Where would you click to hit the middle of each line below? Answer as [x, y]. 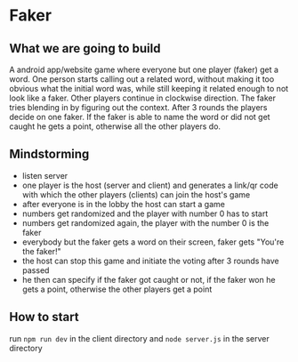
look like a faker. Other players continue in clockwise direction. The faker [142, 98]
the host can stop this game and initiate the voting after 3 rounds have [150, 261]
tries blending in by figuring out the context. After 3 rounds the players [138, 107]
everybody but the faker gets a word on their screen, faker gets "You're [153, 242]
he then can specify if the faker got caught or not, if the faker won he [149, 279]
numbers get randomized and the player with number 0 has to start [145, 213]
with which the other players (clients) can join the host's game [136, 194]
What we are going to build [85, 48]
